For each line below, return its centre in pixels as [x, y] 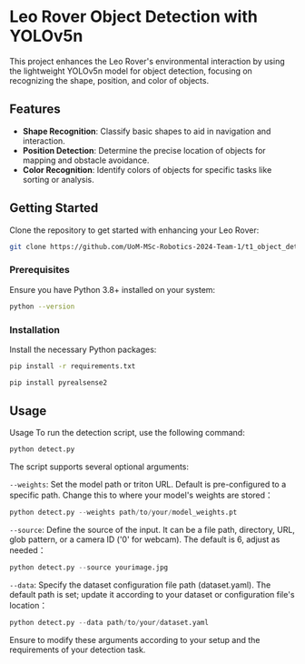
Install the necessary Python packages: [83, 349]
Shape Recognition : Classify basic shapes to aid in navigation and [147, 131]
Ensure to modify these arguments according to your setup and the [135, 639]
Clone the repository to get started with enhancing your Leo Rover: [134, 230]
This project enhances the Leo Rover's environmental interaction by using [148, 61]
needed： [28, 550]
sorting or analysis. [58, 179]
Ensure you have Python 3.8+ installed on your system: [113, 289]
